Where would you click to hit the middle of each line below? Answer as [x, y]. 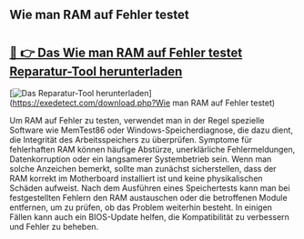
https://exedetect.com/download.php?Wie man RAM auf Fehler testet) [144, 103]
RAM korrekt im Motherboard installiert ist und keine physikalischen [136, 178]
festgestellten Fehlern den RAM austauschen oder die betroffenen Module [149, 198]
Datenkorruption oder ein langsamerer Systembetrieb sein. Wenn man [141, 159]
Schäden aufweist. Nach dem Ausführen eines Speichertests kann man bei [150, 188]
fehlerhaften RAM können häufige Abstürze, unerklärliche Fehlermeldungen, [152, 149]
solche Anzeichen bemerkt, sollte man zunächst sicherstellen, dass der [143, 169]
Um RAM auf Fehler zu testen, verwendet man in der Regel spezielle [137, 120]
